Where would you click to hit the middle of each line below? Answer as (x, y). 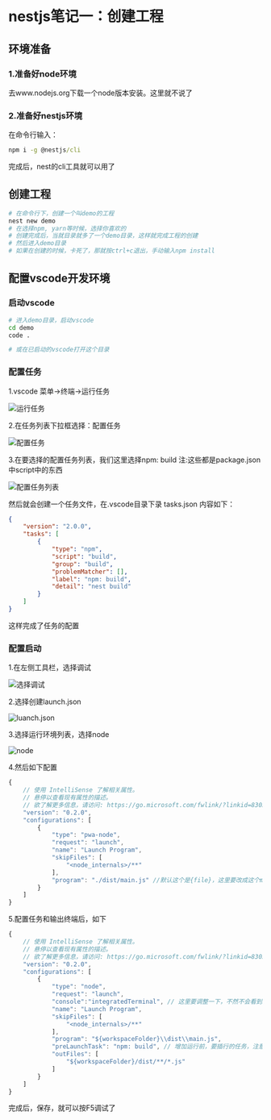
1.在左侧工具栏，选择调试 (50, 668)
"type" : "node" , (79, 987)
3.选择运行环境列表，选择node (59, 735)
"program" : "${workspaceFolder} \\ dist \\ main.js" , (136, 1039)
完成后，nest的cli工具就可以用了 (62, 167)
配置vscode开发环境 (59, 278)
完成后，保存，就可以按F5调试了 (62, 1108)
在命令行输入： (33, 135)
